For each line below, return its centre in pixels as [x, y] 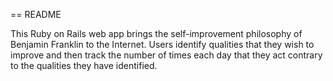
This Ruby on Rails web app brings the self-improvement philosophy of [156, 33]
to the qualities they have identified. [84, 65]
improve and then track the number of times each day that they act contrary [166, 55]
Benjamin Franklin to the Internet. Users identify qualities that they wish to [162, 44]
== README [36, 14]
